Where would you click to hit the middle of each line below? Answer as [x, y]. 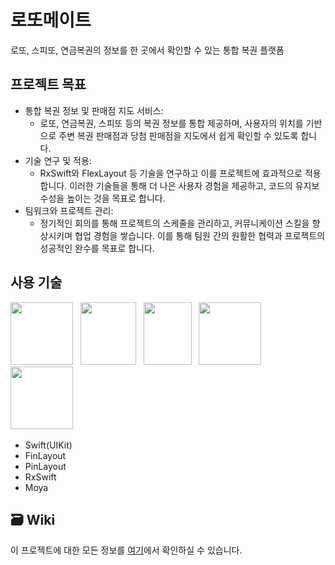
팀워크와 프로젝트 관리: [69, 210]
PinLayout [45, 466]
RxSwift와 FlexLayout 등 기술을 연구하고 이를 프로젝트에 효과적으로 [171, 173]
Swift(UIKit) [48, 445]
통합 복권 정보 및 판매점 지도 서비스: [94, 110]
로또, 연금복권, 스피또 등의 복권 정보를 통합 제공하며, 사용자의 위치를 [171, 123]
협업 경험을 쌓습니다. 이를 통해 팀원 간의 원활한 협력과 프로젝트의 [200, 235]
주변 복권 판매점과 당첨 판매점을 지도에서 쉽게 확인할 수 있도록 [178, 135]
